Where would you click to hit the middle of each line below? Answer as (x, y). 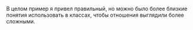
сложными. (21, 21)
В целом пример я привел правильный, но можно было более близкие (97, 9)
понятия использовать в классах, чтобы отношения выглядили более (95, 15)
